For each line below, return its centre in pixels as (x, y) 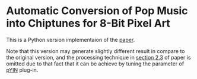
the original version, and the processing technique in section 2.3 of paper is (99, 57)
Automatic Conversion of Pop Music (97, 11)
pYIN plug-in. (22, 70)
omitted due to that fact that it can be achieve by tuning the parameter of (95, 64)
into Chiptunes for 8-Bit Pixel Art (88, 23)
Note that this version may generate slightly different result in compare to (96, 51)
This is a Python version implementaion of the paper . (71, 39)
